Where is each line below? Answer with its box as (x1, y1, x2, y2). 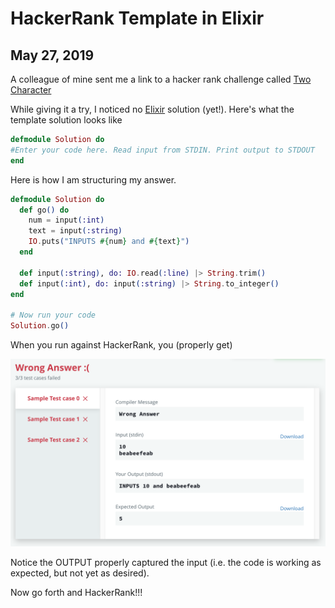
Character (10, 84, 52, 96)
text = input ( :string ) (28, 226, 123, 236)
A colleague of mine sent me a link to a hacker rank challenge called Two (10, 73, 312, 85)
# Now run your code (10, 310, 97, 321)
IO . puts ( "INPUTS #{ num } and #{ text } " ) (28, 237, 190, 247)
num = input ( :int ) (28, 215, 105, 226)
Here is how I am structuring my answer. (10, 173, 177, 186)
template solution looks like (10, 114, 123, 126)
